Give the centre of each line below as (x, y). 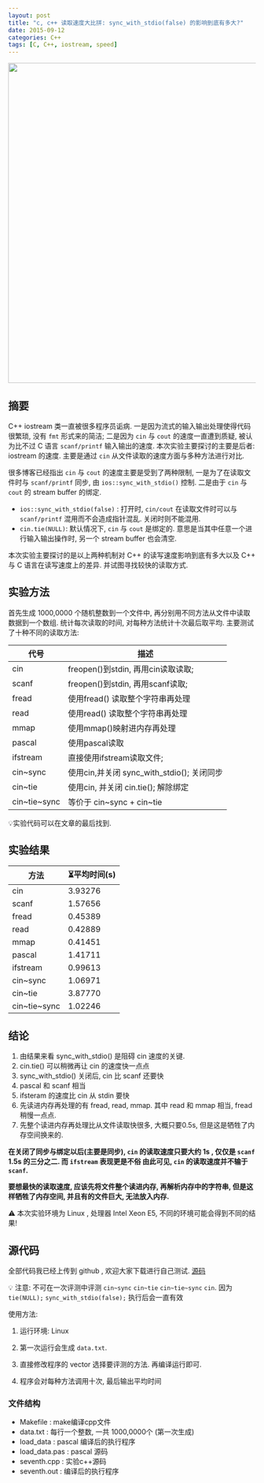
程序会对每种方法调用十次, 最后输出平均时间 (90, 1381)
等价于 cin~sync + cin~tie (115, 802)
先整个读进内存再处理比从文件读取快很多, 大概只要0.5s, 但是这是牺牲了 (134, 1125)
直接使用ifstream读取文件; (115, 757)
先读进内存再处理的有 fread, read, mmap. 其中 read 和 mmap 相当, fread (136, 1106)
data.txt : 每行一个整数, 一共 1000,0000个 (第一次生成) (107, 1432)
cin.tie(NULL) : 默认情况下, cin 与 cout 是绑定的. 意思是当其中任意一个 (132, 528)
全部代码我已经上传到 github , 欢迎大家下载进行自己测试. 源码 (107, 1271)
